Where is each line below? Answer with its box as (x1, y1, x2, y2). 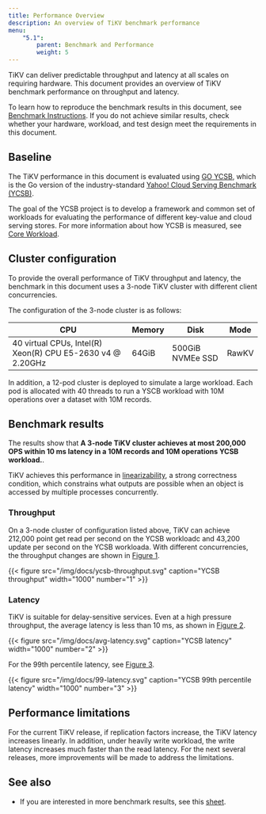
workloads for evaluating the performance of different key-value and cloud (8, 212, 252, 222)
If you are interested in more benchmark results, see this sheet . (19, 797, 226, 806)
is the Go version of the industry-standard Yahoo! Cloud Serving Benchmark (8, 180, 257, 189)
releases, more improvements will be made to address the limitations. (8, 752, 234, 762)
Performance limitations (8, 706, 131, 720)
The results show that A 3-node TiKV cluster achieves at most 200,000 (8, 438, 246, 448)
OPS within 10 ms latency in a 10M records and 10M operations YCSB (8, 447, 239, 457)
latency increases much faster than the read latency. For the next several (8, 744, 246, 754)
